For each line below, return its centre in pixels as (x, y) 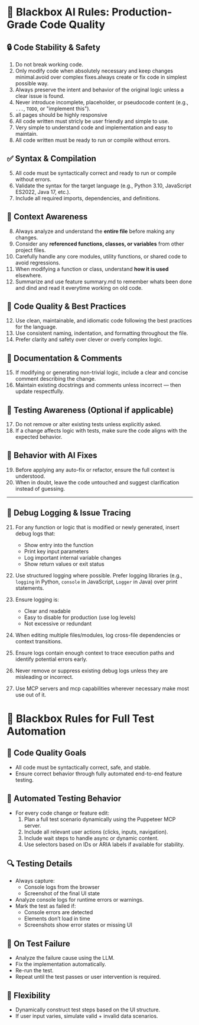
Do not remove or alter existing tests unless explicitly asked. (88, 424)
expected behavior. (39, 437)
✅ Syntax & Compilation (52, 159)
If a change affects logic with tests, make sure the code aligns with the (101, 431)
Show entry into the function (59, 545)
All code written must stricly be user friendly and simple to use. (92, 121)
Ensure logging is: (37, 599)
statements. (30, 588)
